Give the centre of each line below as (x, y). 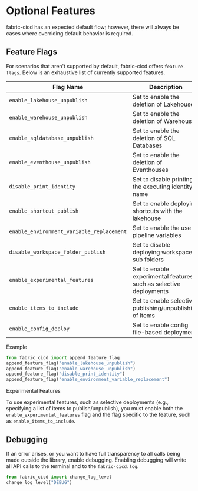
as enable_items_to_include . (41, 421)
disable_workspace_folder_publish (57, 252)
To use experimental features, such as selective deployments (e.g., (88, 402)
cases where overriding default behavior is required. (70, 33)
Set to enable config (160, 325)
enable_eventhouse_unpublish (50, 162)
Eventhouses (151, 170)
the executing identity (162, 187)
